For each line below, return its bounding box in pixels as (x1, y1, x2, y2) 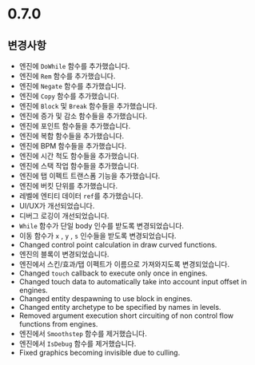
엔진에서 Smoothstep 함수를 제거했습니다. (18, 329, 147, 338)
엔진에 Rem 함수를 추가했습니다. (18, 71, 116, 81)
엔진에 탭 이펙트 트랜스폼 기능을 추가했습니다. (18, 171, 161, 181)
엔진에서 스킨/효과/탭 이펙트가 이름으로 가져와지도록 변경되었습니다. (18, 260, 230, 268)
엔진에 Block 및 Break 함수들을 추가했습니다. (18, 101, 157, 110)
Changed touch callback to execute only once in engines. (18, 268, 208, 278)
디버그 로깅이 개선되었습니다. (18, 211, 110, 220)
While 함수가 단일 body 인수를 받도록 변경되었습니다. (18, 221, 185, 230)
